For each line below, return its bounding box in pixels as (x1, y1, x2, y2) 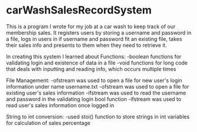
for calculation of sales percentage (6, 119, 91, 126)
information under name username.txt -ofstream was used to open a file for (6, 83, 189, 90)
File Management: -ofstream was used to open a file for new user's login (6, 77, 182, 84)
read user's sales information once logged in (6, 101, 115, 109)
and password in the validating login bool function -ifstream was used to (6, 95, 182, 103)
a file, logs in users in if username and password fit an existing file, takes (6, 35, 182, 42)
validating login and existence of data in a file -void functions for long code (6, 59, 188, 66)
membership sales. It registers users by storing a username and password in (6, 29, 192, 36)
